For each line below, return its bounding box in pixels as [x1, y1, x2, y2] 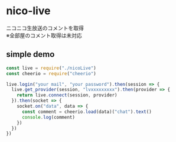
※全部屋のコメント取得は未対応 [6, 31, 82, 39]
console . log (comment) [21, 114, 76, 120]
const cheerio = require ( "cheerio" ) [6, 70, 96, 76]
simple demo [6, 49, 55, 60]
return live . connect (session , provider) [17, 92, 118, 98]
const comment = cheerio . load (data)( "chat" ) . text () [21, 108, 152, 115]
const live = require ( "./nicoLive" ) [6, 65, 96, 71]
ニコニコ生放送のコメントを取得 [6, 24, 84, 31]
